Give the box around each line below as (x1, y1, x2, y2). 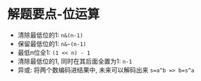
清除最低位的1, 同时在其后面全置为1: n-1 (17, 57, 133, 65)
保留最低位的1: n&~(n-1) (17, 39, 87, 47)
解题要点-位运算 (7, 6, 100, 22)
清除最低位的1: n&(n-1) (17, 31, 83, 39)
